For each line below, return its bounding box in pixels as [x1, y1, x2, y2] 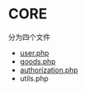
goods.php [19, 57, 56, 66]
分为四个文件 [8, 32, 50, 42]
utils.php [19, 73, 49, 83]
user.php [19, 48, 49, 57]
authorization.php [19, 65, 78, 74]
